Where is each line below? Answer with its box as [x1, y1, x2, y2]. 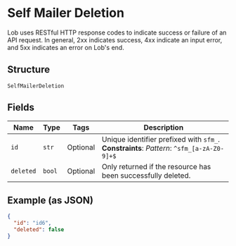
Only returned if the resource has [101, 161, 211, 171]
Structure [7, 63, 51, 75]
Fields [7, 102, 35, 113]
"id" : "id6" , [13, 220, 52, 227]
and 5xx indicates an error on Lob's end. [7, 43, 124, 51]
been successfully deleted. [101, 171, 191, 180]
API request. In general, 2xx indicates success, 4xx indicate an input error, [7, 35, 223, 44]
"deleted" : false [13, 226, 65, 233]
